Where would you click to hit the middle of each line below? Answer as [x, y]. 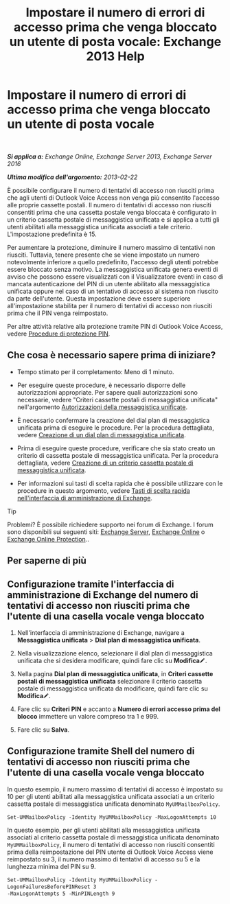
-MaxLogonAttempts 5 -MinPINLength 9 [61, 894]
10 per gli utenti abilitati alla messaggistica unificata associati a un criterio [111, 796]
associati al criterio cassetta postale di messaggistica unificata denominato [113, 837]
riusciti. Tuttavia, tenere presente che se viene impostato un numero [104, 255]
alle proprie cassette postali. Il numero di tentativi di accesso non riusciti [109, 205]
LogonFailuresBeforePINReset [49, 887]
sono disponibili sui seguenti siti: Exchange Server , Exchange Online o [106, 532]
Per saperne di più [47, 561]
